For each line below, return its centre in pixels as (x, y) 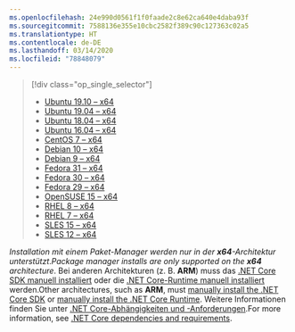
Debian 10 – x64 (74, 149)
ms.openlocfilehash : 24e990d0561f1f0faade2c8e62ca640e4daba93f (129, 17)
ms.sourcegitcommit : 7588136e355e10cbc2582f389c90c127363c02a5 (129, 26)
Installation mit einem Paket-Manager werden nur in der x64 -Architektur (143, 252)
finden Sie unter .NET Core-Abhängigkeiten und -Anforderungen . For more (145, 308)
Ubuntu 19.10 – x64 (79, 102)
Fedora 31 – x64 (74, 168)
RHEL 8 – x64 (70, 206)
